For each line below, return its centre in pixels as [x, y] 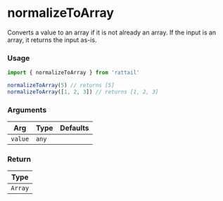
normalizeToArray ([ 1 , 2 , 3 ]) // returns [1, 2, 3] [83, 92]
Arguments [27, 110]
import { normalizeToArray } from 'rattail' [74, 73]
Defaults [74, 128]
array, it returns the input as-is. [52, 39]
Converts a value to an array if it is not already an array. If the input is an [112, 32]
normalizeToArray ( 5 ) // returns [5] [61, 86]
